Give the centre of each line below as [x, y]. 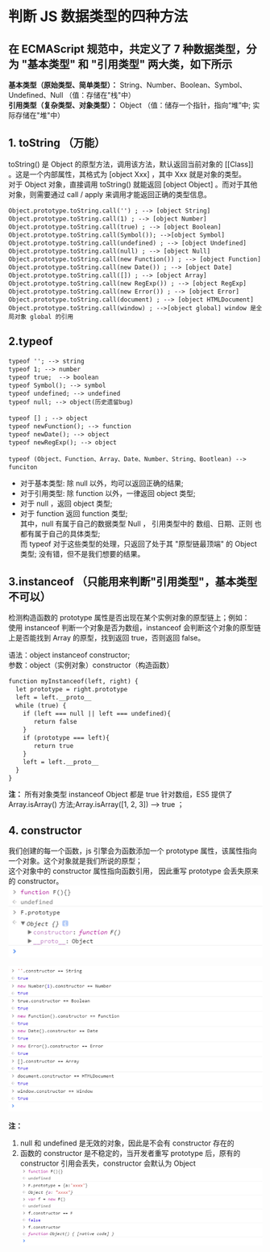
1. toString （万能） [57, 143]
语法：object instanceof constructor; [69, 655]
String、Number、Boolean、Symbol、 [183, 85]
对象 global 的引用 [44, 317]
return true [54, 746]
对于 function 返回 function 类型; [74, 513]
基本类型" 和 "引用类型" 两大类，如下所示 [130, 64]
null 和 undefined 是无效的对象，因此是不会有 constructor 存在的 [127, 1143]
